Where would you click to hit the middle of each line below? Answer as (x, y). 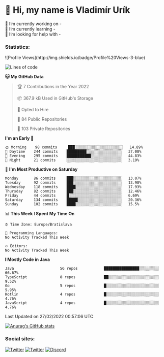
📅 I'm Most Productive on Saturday (41, 169)
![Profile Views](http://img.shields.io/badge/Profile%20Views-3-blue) (75, 58)
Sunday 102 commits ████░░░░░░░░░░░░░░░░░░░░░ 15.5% (72, 204)
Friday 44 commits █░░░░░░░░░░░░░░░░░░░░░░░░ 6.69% (72, 196)
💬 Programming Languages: (31, 233)
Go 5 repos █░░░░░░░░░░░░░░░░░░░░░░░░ (82, 286)
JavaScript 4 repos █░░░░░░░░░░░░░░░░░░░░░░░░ (82, 303)
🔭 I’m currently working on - (33, 24)
